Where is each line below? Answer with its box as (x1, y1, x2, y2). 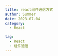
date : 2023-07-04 (5, 16, 40, 21)
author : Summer (5, 12, 36, 17)
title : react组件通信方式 (5, 7, 54, 12)
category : (5, 21, 25, 26)
